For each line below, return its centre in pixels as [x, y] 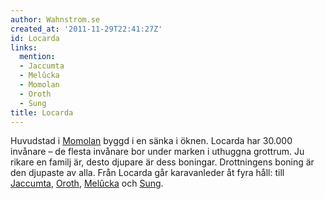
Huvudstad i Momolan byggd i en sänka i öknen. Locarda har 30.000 [151, 141]
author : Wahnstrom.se [55, 19]
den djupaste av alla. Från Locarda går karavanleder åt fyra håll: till [147, 173]
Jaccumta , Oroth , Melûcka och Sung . [87, 183]
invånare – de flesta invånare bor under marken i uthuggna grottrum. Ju [157, 152]
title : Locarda [42, 112]
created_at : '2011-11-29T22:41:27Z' [86, 29]
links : [24, 47]
